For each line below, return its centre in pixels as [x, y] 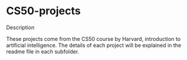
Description [20, 27]
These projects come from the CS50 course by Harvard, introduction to [93, 39]
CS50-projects [44, 11]
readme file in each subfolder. [43, 51]
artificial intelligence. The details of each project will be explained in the [94, 45]
